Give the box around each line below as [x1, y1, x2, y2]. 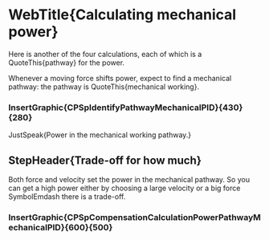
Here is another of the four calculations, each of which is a [8, 49, 202, 59]
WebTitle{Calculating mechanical [8, 6, 237, 24]
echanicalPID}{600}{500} [8, 222, 113, 233]
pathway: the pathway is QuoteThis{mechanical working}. [8, 82, 199, 92]
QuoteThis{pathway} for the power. [8, 58, 125, 67]
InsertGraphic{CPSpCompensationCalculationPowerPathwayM [8, 211, 261, 222]
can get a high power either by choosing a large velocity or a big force [8, 183, 241, 193]
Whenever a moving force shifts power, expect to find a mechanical [8, 73, 232, 83]
